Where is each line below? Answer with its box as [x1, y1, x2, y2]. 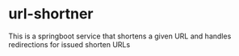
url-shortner [8, 5, 94, 23]
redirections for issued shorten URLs [8, 39, 131, 49]
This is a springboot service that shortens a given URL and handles [8, 31, 232, 41]
